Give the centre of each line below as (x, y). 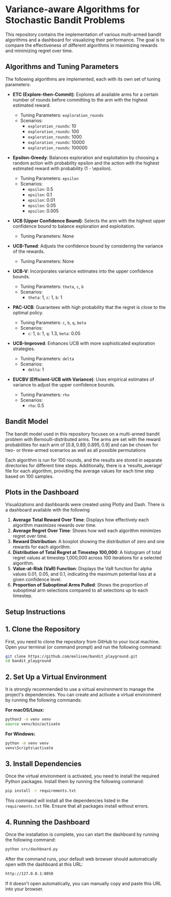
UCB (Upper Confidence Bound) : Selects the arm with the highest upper (89, 221)
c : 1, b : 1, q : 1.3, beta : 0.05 (54, 333)
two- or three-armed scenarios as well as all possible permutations (76, 450)
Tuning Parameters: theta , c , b (52, 286)
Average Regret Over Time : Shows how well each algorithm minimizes (87, 531)
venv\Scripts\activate (29, 748)
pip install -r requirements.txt (41, 791)
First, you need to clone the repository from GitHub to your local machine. (83, 641)
